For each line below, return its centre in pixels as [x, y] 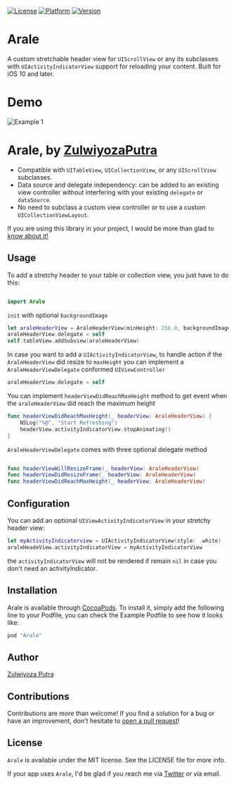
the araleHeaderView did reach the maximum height [81, 403]
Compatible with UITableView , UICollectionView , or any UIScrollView [117, 170]
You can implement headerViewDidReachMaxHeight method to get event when [117, 396]
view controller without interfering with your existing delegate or [110, 192]
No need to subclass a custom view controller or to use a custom [111, 207]
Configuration [39, 503]
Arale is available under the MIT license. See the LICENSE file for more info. [117, 760]
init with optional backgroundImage [58, 315]
